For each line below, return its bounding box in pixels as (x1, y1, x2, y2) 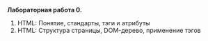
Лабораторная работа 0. (7, 6, 82, 14)
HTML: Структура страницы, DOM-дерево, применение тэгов (17, 27, 202, 34)
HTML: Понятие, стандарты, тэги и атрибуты (17, 19, 151, 27)
